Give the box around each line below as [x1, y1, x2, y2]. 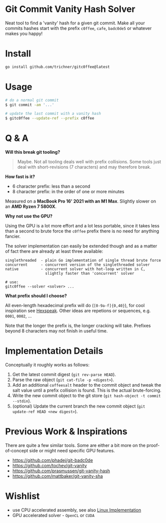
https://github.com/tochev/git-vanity [12, 463, 87, 468]
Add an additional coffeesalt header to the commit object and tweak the [12, 382, 162, 388]
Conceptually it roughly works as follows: [5, 362, 90, 368]
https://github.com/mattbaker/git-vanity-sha [12, 473, 103, 479]
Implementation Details [5, 345, 103, 357]
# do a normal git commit [5, 98, 59, 103]
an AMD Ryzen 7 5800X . [5, 204, 57, 209]
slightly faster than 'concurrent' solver [45, 271, 135, 276]
